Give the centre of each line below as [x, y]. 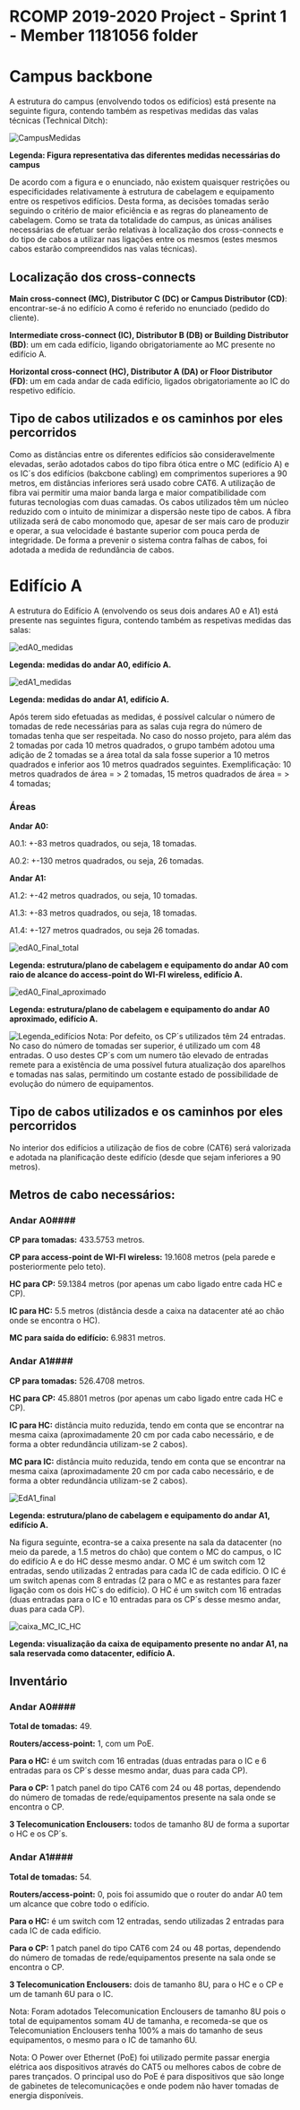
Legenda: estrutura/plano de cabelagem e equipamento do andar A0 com [149, 965]
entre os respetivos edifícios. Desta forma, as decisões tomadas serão [139, 201]
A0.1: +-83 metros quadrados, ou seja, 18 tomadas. [103, 843]
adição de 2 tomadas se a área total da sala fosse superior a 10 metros [140, 754]
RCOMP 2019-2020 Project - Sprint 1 [148, 17]
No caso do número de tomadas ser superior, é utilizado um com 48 [135, 1046]
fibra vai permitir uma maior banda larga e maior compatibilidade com [138, 492]
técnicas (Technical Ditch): [59, 121]
